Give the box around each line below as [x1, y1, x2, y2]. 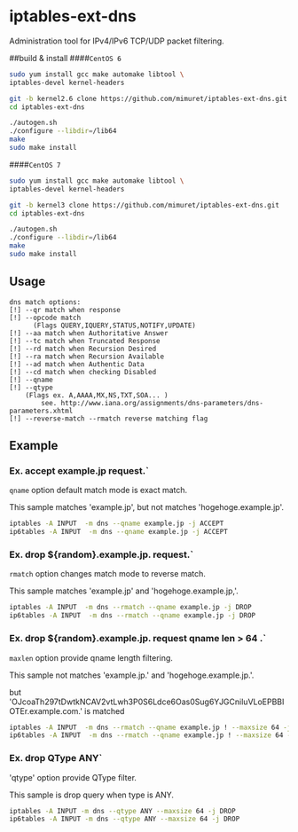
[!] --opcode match [9, 313, 82, 322]
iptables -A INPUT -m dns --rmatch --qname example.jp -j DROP [9, 603, 252, 612]
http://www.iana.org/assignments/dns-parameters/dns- [60, 398, 264, 407]
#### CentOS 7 [9, 159, 61, 169]
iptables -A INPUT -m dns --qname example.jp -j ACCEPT [9, 519, 224, 529]
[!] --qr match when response [9, 305, 122, 314]
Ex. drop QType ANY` [9, 752, 103, 765]
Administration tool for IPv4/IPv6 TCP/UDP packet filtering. [9, 35, 224, 46]
